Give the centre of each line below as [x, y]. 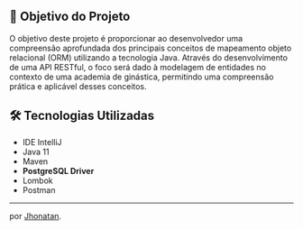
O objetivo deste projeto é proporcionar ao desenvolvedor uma [126, 38]
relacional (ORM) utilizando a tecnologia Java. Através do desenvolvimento [149, 57]
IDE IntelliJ [42, 142]
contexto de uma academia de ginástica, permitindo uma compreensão [142, 77]
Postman [39, 189]
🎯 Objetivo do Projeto [70, 17]
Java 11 [36, 152]
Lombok [38, 180]
